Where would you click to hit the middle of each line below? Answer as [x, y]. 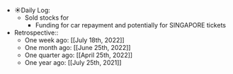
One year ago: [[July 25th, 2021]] [73, 62]
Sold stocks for [47, 18]
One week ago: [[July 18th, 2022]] [75, 40]
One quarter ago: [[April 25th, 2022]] [79, 55]
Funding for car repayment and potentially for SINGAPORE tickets [131, 25]
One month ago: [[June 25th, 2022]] [78, 48]
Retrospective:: [36, 32]
